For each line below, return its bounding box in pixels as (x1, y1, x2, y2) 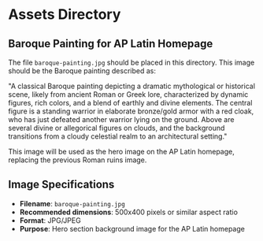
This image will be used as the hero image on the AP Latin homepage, (8, 147, 235, 156)
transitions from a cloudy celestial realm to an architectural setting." (8, 132, 228, 141)
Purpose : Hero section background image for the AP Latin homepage (19, 224, 246, 233)
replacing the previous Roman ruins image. (8, 155, 147, 165)
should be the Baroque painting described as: (8, 66, 156, 76)
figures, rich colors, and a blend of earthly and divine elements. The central (8, 98, 253, 107)
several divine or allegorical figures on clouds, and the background (8, 124, 225, 132)
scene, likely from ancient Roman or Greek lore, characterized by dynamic (8, 90, 249, 99)
